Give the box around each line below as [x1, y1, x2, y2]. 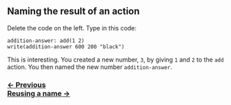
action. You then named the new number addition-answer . [7, 62, 172, 71]
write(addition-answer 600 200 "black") [7, 43, 125, 50]
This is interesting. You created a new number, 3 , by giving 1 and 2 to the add [7, 55, 224, 64]
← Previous [7, 79, 46, 89]
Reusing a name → [7, 88, 70, 98]
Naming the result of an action [7, 6, 140, 17]
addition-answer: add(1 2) [7, 37, 85, 44]
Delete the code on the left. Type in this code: [7, 23, 137, 32]
